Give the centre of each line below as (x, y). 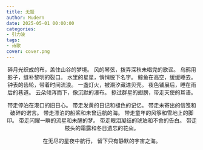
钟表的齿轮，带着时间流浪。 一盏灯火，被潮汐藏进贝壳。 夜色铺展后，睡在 (99, 84)
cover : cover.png (28, 52)
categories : (21, 29)
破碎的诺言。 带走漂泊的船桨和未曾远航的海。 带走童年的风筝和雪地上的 (99, 112)
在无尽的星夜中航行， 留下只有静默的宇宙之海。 (102, 141)
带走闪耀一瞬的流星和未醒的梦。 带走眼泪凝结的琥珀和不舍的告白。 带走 (108, 120)
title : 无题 (20, 12)
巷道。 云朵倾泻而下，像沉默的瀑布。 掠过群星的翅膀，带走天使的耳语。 (107, 92)
